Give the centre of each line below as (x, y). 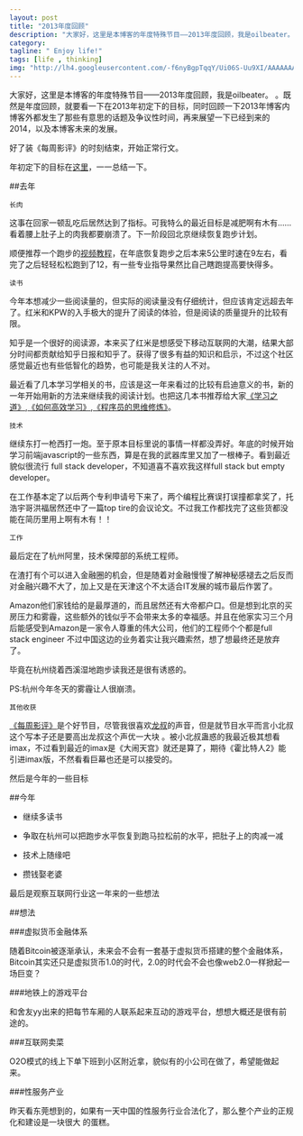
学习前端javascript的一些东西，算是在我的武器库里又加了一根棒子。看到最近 (150, 454)
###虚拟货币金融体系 (49, 931)
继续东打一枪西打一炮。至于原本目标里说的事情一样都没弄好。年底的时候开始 (151, 444)
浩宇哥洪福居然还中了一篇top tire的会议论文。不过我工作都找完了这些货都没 (149, 508)
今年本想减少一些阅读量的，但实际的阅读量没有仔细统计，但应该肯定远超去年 (151, 301)
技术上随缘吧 (46, 855)
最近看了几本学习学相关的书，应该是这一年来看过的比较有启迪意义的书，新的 (151, 384)
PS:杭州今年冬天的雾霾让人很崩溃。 (75, 688)
